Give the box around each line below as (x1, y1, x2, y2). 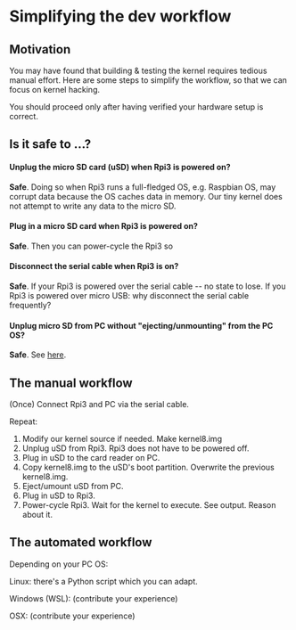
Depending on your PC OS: (9, 559, 109, 569)
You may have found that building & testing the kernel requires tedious (9, 65, 267, 76)
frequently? (9, 300, 52, 310)
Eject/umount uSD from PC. (21, 481, 124, 492)
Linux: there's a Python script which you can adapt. (9, 576, 198, 586)
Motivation (9, 42, 71, 57)
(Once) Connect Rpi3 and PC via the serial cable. (9, 399, 190, 410)
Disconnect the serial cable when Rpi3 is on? (9, 261, 179, 272)
